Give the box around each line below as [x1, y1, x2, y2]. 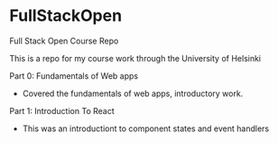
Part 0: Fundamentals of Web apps [9, 70, 138, 81]
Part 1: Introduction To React [9, 105, 115, 116]
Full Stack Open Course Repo [9, 35, 119, 46]
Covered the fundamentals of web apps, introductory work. [22, 88, 244, 99]
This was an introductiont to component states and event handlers [22, 123, 269, 134]
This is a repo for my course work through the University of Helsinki [9, 52, 262, 63]
